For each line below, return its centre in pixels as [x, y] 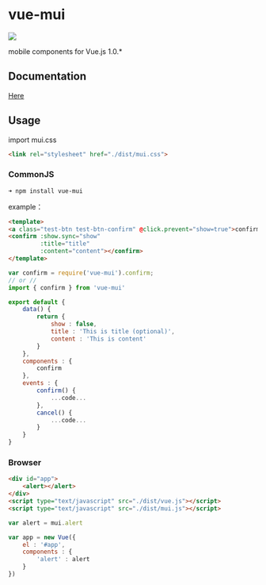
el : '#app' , [44, 545]
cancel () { [55, 413]
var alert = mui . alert [46, 523]
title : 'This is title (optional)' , [113, 332]
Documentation [47, 77]
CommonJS [31, 175]
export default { [37, 302]
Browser [25, 463]
